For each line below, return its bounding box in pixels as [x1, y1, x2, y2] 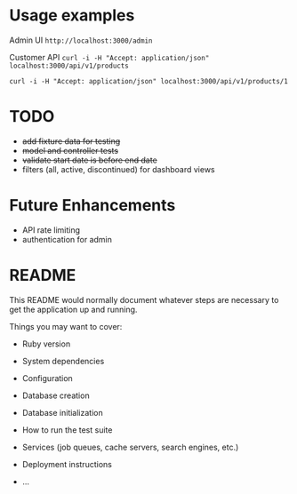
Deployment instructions [21, 458, 113, 469]
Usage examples [9, 5, 135, 26]
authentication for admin [21, 234, 113, 244]
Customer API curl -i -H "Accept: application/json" [9, 52, 210, 62]
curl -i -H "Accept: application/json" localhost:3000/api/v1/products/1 [9, 76, 289, 85]
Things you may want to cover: [9, 321, 123, 331]
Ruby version [21, 339, 71, 349]
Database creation [21, 390, 91, 401]
